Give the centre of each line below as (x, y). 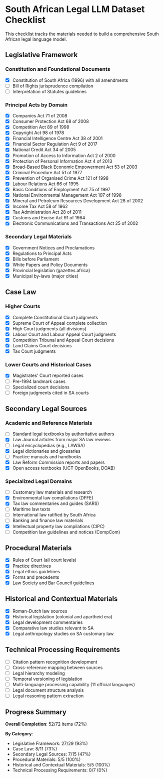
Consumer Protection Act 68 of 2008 (50, 121)
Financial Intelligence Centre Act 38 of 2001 (57, 139)
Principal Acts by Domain (36, 105)
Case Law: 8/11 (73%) (35, 748)
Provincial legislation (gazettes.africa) (51, 270)
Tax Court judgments (34, 351)
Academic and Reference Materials (49, 423)
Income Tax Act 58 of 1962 (40, 206)
